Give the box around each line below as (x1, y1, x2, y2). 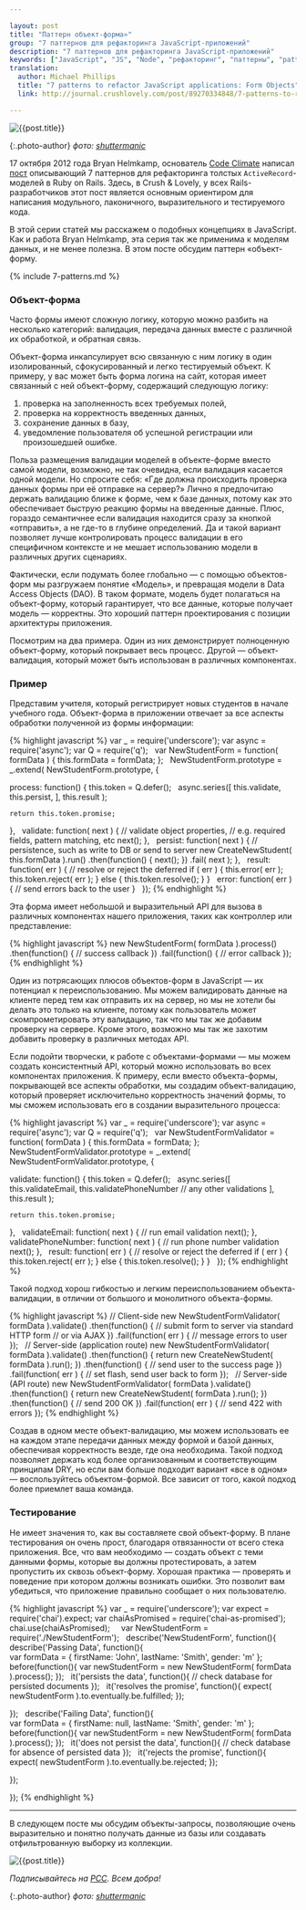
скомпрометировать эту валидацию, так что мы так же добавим (9, 1014, 262, 1025)
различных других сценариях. (9, 551, 127, 562)
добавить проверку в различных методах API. (9, 1033, 189, 1045)
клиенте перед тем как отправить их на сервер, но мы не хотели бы (9, 995, 276, 1006)
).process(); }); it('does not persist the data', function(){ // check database (9, 1737, 291, 1748)
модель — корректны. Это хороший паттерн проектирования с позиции (9, 608, 291, 619)
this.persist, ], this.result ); (9, 791, 107, 803)
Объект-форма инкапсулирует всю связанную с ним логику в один (9, 350, 272, 361)
